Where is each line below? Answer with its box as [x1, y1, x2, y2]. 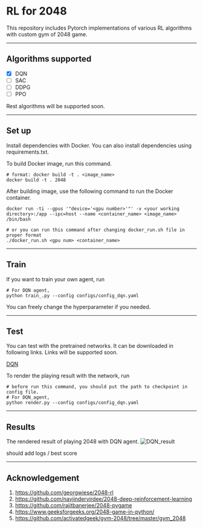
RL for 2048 [6, 4, 68, 18]
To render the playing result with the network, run [6, 372, 130, 379]
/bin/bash [6, 216, 31, 222]
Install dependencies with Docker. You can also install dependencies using [6, 142, 192, 149]
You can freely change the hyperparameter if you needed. [6, 303, 151, 310]
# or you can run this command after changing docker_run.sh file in [6, 227, 185, 233]
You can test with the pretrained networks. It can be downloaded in [6, 342, 174, 350]
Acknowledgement [6, 473, 80, 483]
